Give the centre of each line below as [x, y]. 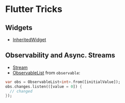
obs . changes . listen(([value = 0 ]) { [44, 86]
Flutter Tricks [34, 9]
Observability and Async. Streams [60, 55]
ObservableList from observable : [46, 72]
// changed [21, 91]
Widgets [19, 28]
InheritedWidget [29, 39]
